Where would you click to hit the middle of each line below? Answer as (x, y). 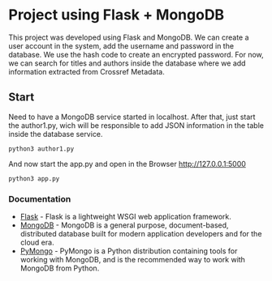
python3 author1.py (41, 149)
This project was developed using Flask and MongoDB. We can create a (129, 37)
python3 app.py (34, 179)
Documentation (40, 198)
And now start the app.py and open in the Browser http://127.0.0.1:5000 (127, 164)
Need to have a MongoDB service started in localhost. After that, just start (132, 117)
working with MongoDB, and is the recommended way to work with (133, 260)
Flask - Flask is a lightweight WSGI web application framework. (125, 217)
